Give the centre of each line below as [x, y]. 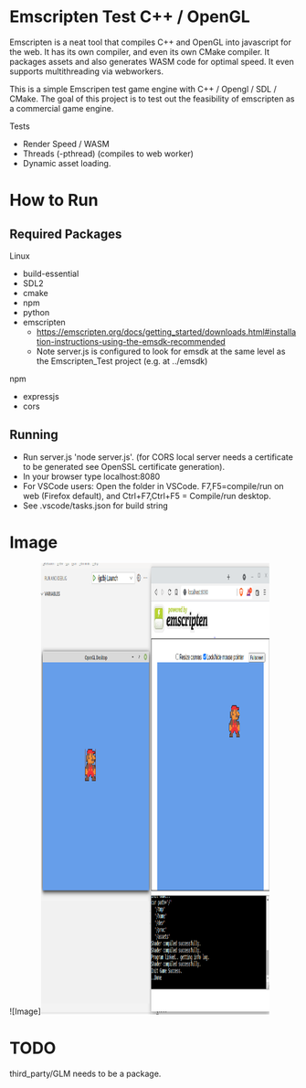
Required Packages [66, 234]
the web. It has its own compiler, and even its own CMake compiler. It [140, 51]
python [36, 312]
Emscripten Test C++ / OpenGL [130, 17]
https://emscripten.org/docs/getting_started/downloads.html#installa [166, 332]
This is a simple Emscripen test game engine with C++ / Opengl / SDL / [143, 89]
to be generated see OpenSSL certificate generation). [124, 466]
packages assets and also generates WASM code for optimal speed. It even [152, 61]
